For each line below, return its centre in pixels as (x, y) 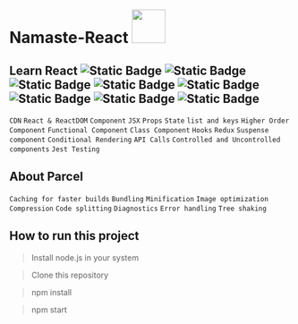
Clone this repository (70, 275)
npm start (49, 310)
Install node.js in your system (85, 257)
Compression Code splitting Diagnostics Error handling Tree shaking (138, 209)
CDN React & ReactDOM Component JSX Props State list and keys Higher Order (149, 121)
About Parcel (46, 177)
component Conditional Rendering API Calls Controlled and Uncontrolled (145, 140)
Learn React (44, 70)
